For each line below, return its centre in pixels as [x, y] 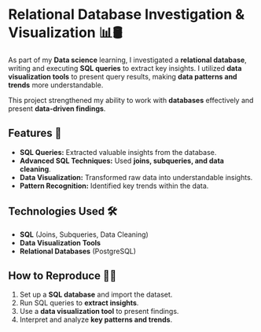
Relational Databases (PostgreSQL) [77, 251]
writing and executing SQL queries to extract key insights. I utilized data [125, 68]
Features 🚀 [35, 133]
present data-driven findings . [57, 109]
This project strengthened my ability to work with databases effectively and [131, 100]
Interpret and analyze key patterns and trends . [96, 319]
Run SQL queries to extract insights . [79, 303]
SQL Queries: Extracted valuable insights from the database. [118, 152]
